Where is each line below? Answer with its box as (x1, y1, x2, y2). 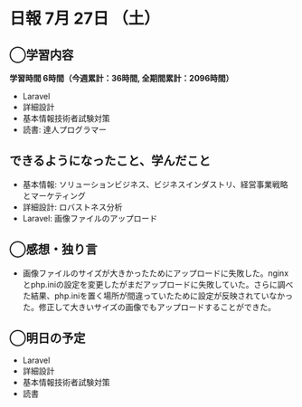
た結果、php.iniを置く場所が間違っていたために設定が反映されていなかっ (22, 290, 294, 301)
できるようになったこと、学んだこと (9, 153, 211, 168)
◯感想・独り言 (9, 241, 98, 258)
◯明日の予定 (9, 331, 86, 346)
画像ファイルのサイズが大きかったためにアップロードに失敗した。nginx (22, 268, 289, 279)
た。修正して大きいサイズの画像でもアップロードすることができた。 (22, 301, 276, 312)
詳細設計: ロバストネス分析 (22, 201, 123, 213)
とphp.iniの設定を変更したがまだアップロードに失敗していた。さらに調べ (22, 279, 294, 289)
